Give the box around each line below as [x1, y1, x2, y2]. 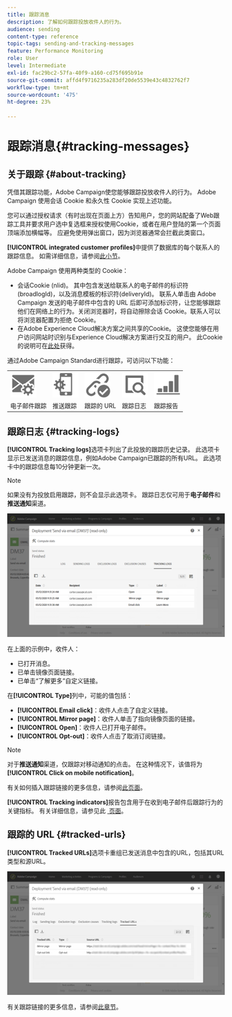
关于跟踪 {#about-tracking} [7, 168, 126, 180]
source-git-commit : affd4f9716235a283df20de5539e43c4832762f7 [7, 77, 190, 84]
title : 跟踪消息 [7, 11, 50, 18]
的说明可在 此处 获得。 [17, 342, 78, 350]
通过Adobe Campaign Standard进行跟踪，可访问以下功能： [7, 357, 175, 364]
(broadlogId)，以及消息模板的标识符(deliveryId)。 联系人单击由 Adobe [17, 290, 216, 298]
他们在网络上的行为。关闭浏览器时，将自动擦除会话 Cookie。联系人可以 [17, 307, 221, 315]
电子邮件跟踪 [10, 401, 47, 410]
